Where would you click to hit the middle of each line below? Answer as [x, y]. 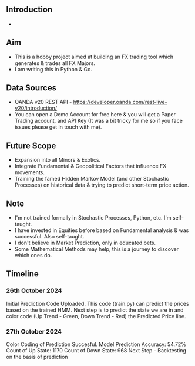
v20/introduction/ [36, 108]
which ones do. [33, 256]
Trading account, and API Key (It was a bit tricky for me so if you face [99, 121]
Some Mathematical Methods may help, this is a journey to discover [97, 249]
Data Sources [31, 88]
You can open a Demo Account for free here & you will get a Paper [95, 115]
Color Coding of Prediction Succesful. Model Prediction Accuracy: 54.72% [96, 344]
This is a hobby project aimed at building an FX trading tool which [94, 57]
